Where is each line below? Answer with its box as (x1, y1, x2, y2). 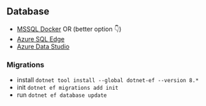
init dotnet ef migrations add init (16, 84, 118, 92)
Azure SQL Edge (16, 34, 64, 43)
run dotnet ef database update (16, 91, 107, 99)
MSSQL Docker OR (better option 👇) (16, 25, 122, 33)
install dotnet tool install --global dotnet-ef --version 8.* (16, 76, 199, 84)
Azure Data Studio (16, 42, 70, 51)
